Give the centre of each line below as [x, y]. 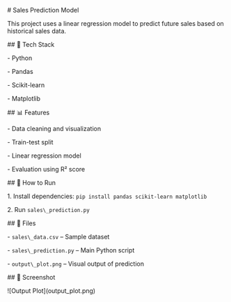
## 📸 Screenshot [31, 277]
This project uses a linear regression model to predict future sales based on [115, 23]
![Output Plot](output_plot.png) [51, 291]
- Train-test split [30, 142]
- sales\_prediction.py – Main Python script [71, 250]
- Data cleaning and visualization [54, 129]
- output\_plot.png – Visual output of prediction [76, 264]
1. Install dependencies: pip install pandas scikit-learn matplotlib [107, 196]
